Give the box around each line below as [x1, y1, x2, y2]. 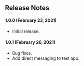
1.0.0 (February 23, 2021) [5, 17, 57, 23]
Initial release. [12, 28, 40, 34]
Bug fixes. [12, 50, 32, 56]
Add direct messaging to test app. [12, 55, 80, 61]
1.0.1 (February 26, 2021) [5, 39, 56, 45]
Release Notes [5, 4, 50, 12]
